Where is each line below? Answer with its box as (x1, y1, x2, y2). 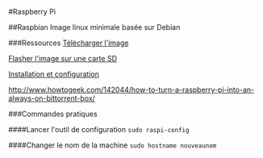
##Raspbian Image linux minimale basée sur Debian (8, 23, 181, 31)
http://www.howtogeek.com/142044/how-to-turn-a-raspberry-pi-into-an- (8, 85, 255, 94)
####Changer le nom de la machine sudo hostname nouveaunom (8, 140, 217, 150)
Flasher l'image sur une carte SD (8, 54, 117, 63)
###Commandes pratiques (8, 109, 98, 118)
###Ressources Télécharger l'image (8, 38, 129, 48)
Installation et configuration (8, 69, 99, 79)
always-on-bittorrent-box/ (8, 94, 95, 103)
